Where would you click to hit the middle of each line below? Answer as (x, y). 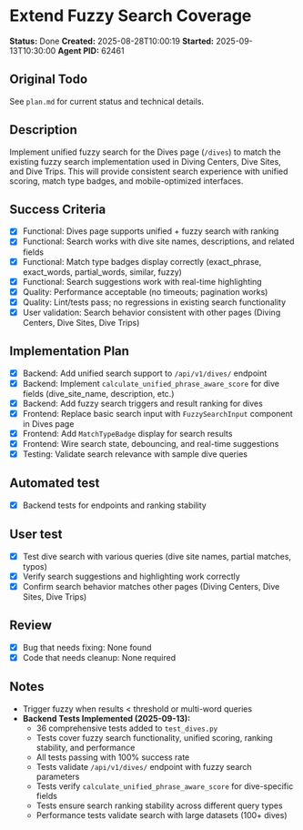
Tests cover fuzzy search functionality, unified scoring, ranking (154, 737)
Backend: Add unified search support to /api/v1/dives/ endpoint (145, 373)
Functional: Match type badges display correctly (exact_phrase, (142, 261)
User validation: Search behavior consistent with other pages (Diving (151, 312)
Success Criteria (58, 209)
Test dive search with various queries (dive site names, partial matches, (157, 556)
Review (31, 626)
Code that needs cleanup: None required (99, 657)
